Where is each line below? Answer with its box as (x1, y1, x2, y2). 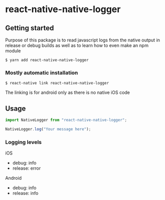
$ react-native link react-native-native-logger (5, 81, 109, 86)
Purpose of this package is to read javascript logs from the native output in (5, 37, 160, 43)
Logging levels (5, 138, 42, 145)
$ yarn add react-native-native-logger (5, 58, 89, 63)
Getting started (5, 24, 54, 32)
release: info (12, 190, 39, 196)
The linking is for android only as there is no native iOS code (5, 89, 130, 95)
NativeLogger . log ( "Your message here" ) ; (5, 126, 92, 132)
